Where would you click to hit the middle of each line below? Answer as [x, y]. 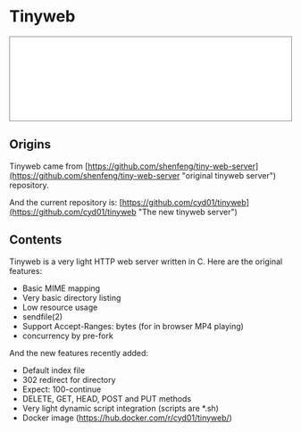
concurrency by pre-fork [67, 336]
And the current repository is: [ [66, 202]
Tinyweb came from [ [49, 166]
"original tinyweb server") [229, 175]
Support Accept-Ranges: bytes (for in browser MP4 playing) [133, 326]
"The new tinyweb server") [188, 212]
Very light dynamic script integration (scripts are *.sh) [120, 408]
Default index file [54, 370]
